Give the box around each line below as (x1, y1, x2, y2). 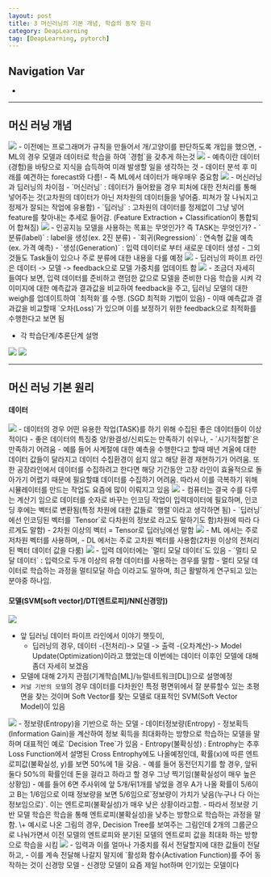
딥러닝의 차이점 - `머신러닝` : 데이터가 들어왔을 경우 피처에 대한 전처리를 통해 (16, 182, 256, 192)
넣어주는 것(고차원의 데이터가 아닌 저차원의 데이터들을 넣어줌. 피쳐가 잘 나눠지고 (8, 192, 259, 202)
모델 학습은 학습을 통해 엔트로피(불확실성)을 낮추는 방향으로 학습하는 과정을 (16, 809, 252, 819)
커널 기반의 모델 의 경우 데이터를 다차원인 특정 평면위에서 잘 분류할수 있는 (19, 681, 245, 691)
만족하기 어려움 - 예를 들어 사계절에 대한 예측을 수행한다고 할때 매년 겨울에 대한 (8, 445, 256, 454)
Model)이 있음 (19, 701, 66, 711)
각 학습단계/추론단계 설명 (19, 331, 99, 340)
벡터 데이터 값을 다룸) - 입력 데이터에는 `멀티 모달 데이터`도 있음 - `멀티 (16, 546, 249, 555)
